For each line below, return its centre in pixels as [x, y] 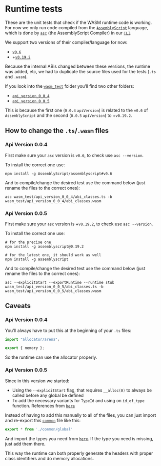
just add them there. [25, 444]
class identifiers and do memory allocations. [50, 458]
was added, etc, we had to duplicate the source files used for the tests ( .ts [80, 71]
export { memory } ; [25, 348]
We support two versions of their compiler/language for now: [66, 42]
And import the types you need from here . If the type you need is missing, [79, 438]
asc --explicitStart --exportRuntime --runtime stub [60, 282]
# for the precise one [28, 242]
